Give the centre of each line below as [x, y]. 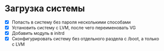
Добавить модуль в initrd [38, 33]
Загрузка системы [45, 9]
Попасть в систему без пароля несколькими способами [71, 22]
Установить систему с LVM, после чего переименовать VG [74, 28]
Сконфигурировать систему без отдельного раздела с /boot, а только [85, 39]
